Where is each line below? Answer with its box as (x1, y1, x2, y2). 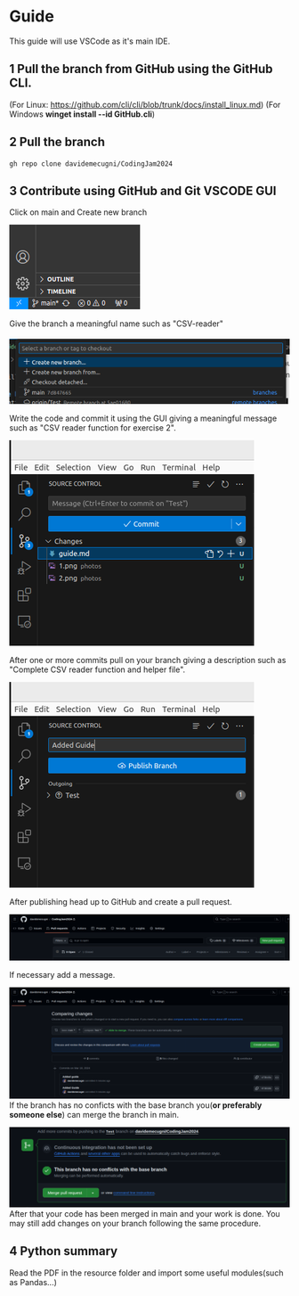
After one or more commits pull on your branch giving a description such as (9, 655, 287, 666)
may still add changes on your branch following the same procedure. (9, 1218, 262, 1229)
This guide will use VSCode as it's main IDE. (9, 36, 171, 46)
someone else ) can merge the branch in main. (9, 1109, 180, 1120)
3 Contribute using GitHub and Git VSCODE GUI (9, 183, 277, 198)
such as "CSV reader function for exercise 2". (9, 422, 176, 433)
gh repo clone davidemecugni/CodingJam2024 (9, 159, 174, 168)
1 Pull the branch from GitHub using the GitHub (9, 62, 273, 77)
